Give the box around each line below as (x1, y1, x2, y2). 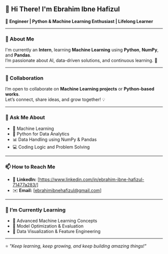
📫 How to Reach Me (5, 163, 55, 170)
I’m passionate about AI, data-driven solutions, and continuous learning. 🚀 (5, 57, 157, 63)
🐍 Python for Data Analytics (12, 130, 69, 136)
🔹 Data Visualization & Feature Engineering (12, 228, 101, 234)
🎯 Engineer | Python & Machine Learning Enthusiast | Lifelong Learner (5, 18, 153, 24)
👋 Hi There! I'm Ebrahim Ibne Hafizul (5, 5, 120, 13)
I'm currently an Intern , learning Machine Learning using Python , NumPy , (5, 47, 159, 53)
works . (5, 91, 20, 97)
